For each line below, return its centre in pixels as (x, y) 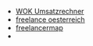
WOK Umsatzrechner (50, 11)
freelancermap (39, 28)
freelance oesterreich (50, 19)
